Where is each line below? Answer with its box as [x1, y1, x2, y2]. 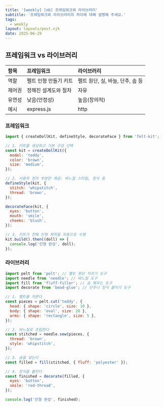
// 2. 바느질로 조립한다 [5, 327, 49, 332]
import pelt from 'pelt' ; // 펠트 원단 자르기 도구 [5, 271, 107, 276]
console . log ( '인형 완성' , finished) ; [5, 397, 81, 402]
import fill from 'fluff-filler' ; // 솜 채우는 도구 [5, 280, 112, 286]
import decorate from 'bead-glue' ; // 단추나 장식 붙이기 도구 [5, 285, 131, 290]
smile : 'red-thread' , [10, 383, 56, 388]
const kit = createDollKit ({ [5, 148, 67, 153]
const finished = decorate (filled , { [5, 374, 85, 379]
